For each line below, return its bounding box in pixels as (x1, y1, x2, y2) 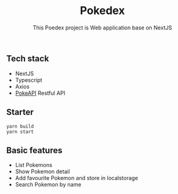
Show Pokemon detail (15, 168, 70, 175)
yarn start (6, 129, 34, 135)
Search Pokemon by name (15, 181, 82, 188)
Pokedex (80, 4, 125, 18)
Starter (6, 107, 34, 118)
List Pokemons (15, 162, 53, 169)
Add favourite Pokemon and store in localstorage (15, 174, 138, 182)
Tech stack (6, 53, 49, 64)
